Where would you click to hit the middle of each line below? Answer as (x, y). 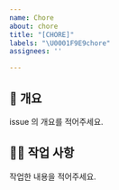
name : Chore (32, 18)
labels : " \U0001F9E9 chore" (60, 43)
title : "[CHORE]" (42, 34)
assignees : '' (36, 52)
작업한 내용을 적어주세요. (53, 176)
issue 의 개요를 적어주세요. (56, 121)
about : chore (34, 26)
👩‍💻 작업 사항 (42, 153)
